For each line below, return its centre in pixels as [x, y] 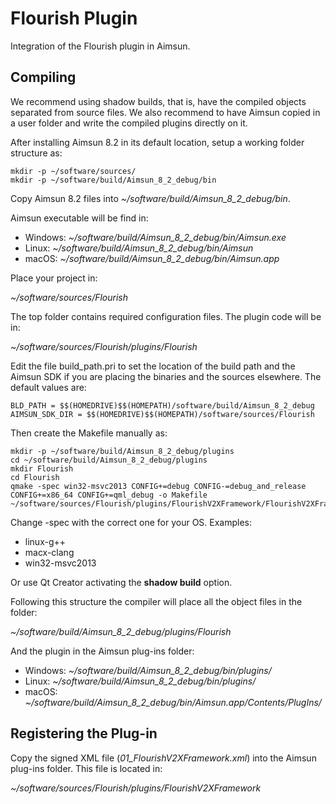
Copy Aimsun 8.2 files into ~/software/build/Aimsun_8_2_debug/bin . [150, 198]
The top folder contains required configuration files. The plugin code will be [166, 316]
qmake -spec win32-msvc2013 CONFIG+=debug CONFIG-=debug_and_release [158, 486]
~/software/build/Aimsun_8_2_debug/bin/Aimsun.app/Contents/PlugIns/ [173, 702]
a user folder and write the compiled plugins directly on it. [129, 123]
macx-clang [49, 552]
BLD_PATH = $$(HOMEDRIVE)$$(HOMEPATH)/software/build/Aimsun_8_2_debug [162, 405]
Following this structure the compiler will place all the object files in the [156, 601]
